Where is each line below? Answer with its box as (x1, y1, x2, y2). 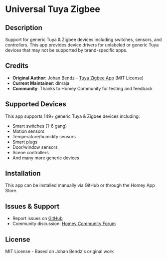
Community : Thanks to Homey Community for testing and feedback (12, 85, 153, 91)
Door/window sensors (12, 144, 58, 150)
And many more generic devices (12, 155, 80, 161)
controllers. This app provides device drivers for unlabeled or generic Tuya (5, 42, 159, 48)
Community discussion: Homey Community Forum (12, 221, 116, 227)
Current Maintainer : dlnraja (12, 80, 70, 86)
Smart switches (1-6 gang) (12, 123, 67, 129)
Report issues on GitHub (12, 216, 63, 222)
